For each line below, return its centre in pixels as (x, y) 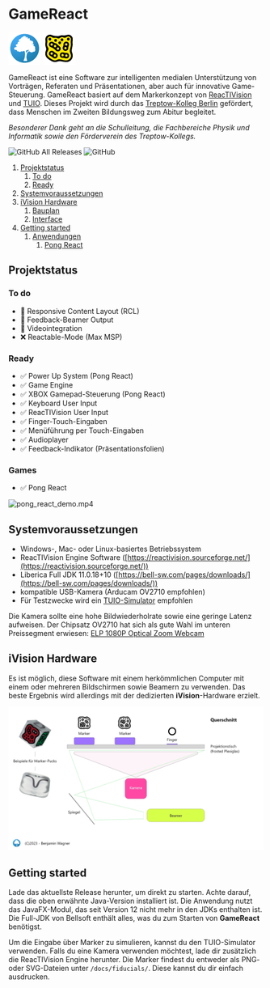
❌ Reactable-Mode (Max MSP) (71, 337)
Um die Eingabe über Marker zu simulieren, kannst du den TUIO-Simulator (132, 943)
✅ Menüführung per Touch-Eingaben (82, 430)
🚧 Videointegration (51, 328)
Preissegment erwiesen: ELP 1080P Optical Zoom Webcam (106, 634)
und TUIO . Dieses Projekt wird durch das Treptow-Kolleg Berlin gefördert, (131, 103)
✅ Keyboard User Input (59, 403)
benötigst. (25, 927)
